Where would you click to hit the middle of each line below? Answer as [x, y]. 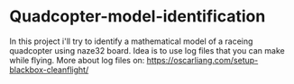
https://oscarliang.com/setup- [202, 60]
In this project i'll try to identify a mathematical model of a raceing [131, 41]
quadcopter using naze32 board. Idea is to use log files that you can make [147, 50]
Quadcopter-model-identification [138, 17]
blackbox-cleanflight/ [49, 70]
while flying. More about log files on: [77, 60]
